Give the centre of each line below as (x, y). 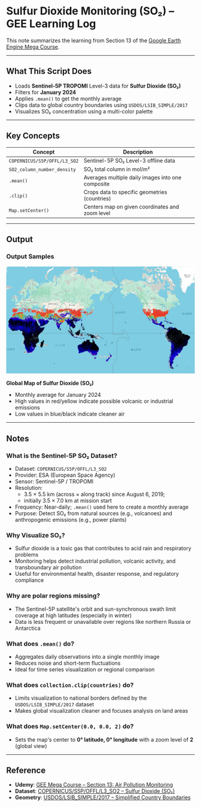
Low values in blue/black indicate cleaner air (70, 414)
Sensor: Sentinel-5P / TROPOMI (54, 482)
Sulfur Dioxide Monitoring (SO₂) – (90, 11)
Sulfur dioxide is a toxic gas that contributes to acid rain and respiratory (103, 548)
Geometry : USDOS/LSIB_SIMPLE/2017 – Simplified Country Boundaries (103, 797)
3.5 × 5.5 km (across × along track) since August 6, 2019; (95, 494)
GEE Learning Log (51, 24)
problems (27, 555)
